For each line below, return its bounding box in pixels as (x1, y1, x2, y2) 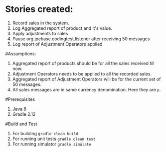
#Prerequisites (5, 96, 35, 102)
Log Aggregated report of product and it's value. (12, 25, 112, 31)
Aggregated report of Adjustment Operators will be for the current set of (12, 76, 161, 82)
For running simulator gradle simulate (12, 141, 91, 147)
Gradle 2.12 (12, 111, 36, 117)
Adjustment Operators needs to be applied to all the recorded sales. (12, 71, 152, 76)
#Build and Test (5, 121, 37, 127)
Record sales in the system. (12, 20, 69, 26)
